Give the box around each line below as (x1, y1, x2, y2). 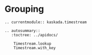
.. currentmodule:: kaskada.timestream (4, 20, 87, 25)
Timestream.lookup (13, 41, 51, 46)
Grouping (4, 3, 44, 15)
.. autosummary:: (4, 28, 41, 33)
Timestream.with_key (13, 45, 56, 50)
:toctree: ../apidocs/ (11, 32, 58, 37)
